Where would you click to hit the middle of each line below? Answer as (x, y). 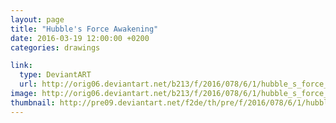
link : (21, 66)
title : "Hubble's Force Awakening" (84, 29)
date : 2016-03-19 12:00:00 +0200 (80, 38)
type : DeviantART (55, 75)
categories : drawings (55, 47)
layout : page (37, 19)
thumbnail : (33, 102)
